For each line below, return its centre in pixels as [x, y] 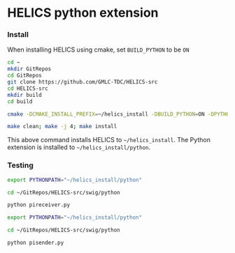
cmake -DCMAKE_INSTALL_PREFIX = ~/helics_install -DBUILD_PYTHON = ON [106, 114]
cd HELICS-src [28, 89]
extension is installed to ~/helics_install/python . [79, 147]
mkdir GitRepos [29, 69]
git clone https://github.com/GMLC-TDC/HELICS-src [83, 82]
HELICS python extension [83, 13]
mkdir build [24, 95]
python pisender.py [36, 243]
